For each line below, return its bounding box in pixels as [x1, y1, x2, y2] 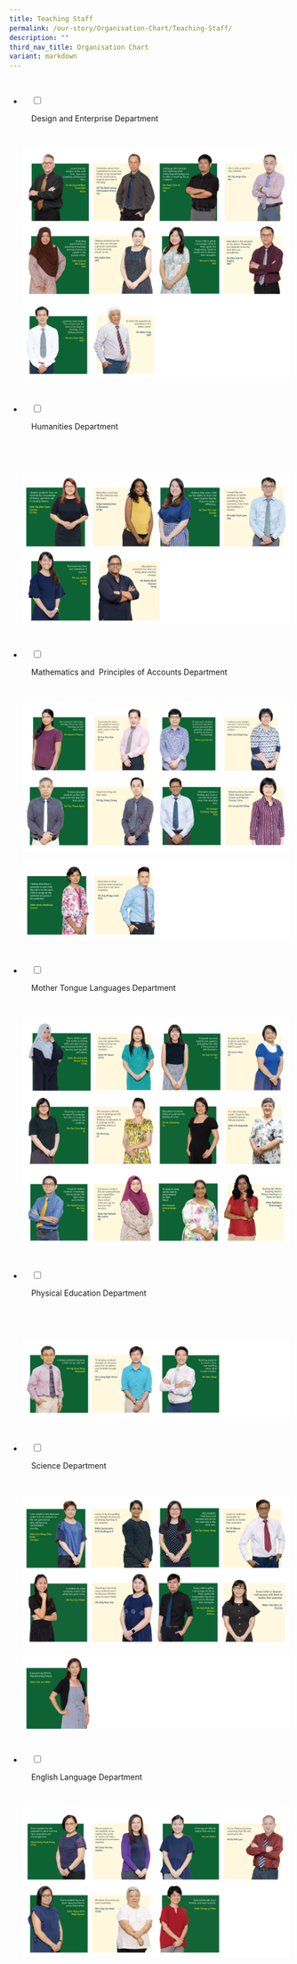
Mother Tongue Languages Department [30, 983, 176, 994]
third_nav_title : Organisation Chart [9, 43, 149, 52]
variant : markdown [9, 52, 77, 61]
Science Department [30, 1461, 107, 1471]
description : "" [9, 33, 69, 42]
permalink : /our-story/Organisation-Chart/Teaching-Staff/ [9, 23, 233, 33]
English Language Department [30, 1772, 142, 1782]
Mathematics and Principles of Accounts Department [30, 667, 228, 677]
